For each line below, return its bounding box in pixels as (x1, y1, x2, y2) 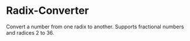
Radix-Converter (6, 4, 89, 17)
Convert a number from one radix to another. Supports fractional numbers (6, 23, 184, 30)
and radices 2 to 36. (6, 29, 54, 36)
